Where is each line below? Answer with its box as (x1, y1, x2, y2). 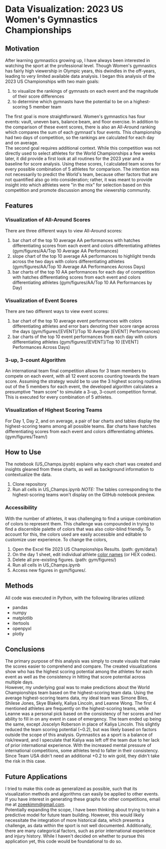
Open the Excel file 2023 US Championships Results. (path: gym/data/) (12, 546, 158, 552)
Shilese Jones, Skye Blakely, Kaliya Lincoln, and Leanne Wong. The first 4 (5, 700, 156, 706)
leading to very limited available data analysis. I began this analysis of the (5, 73, 155, 79)
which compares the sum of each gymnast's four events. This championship (5, 129, 162, 135)
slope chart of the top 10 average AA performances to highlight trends (12, 253, 156, 259)
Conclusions (5, 645, 45, 653)
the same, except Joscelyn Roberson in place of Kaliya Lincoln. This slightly (5, 721, 160, 727)
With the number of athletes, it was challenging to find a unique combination (5, 515, 161, 521)
